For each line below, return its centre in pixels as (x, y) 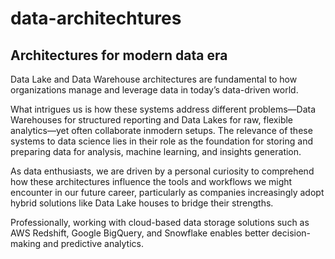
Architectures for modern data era (119, 55)
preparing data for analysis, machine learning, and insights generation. (156, 151)
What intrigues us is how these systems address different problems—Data (163, 109)
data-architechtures (96, 18)
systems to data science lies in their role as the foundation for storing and (161, 141)
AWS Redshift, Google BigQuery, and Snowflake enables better (140, 233)
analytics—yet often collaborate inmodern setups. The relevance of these (161, 130)
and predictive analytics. (93, 243)
